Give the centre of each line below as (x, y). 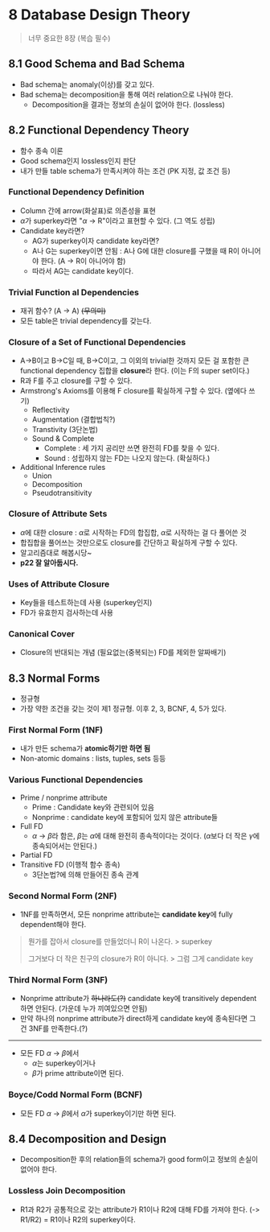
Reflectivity (51, 410)
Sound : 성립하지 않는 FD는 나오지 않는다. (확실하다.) (127, 458)
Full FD (31, 826)
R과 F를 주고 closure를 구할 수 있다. (76, 381)
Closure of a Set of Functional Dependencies (97, 342)
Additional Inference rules (63, 468)
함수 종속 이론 (41, 150)
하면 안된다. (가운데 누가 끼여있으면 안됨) (84, 1008)
